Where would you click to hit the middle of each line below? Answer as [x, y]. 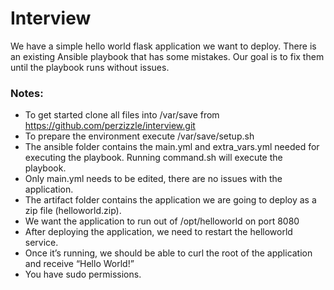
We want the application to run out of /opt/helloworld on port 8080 [162, 221]
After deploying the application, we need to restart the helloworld [158, 232]
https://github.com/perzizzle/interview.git [110, 126]
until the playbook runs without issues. [90, 67]
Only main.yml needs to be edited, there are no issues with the [153, 179]
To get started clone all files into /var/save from [122, 115]
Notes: [27, 93]
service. [41, 243]
